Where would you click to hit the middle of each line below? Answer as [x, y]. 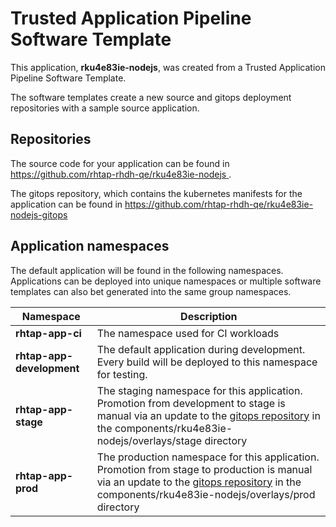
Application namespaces [90, 246]
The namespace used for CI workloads [188, 333]
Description [209, 316]
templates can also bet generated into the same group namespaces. [151, 291]
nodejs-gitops [39, 214]
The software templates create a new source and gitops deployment [151, 97]
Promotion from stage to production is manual [204, 469]
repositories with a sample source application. [105, 108]
